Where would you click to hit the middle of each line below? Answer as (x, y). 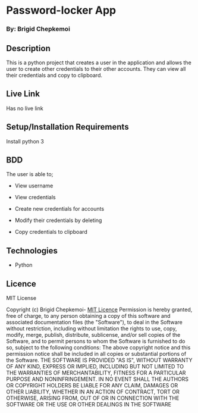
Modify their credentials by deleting (58, 220)
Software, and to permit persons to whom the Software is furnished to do (96, 341)
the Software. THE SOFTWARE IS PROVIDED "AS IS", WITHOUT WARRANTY (99, 360)
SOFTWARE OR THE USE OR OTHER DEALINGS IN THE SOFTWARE (89, 404)
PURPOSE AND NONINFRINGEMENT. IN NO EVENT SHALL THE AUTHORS (98, 379)
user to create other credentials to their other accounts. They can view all (96, 68)
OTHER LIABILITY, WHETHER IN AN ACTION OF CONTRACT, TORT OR (93, 392)
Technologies (32, 251)
